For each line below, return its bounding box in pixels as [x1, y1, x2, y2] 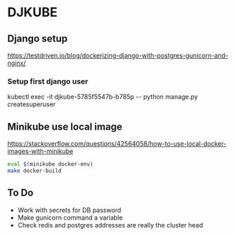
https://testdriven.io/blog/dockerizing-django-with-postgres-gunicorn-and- [7, 51, 229, 60]
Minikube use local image [7, 120, 123, 133]
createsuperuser [7, 100, 56, 108]
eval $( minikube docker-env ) [7, 161, 94, 168]
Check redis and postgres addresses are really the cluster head [17, 220, 203, 229]
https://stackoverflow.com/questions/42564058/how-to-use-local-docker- [7, 140, 227, 148]
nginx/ [7, 59, 26, 67]
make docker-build [7, 167, 62, 174]
